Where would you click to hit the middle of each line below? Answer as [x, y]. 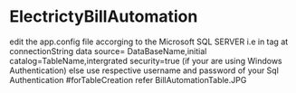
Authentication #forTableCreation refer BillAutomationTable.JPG [128, 79]
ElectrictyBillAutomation [104, 17]
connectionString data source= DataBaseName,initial [108, 51]
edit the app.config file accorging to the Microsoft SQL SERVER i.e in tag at [149, 42]
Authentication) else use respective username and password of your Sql [144, 70]
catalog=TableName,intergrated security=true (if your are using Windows [146, 60]
